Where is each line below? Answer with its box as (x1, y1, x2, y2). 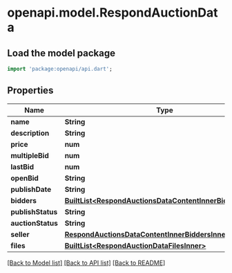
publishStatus (10, 206, 58, 216)
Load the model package (7, 47, 116, 59)
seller (10, 229, 30, 239)
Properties (7, 85, 54, 96)
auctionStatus (10, 218, 59, 228)
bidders (10, 195, 37, 205)
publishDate (10, 184, 52, 194)
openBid (10, 173, 39, 183)
